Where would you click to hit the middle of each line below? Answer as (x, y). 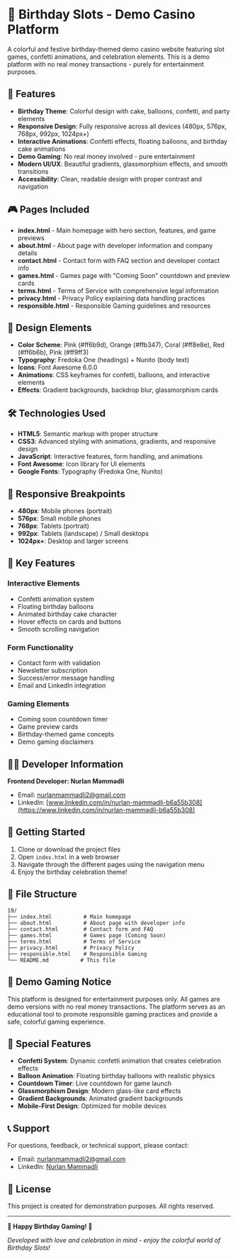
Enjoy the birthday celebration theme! (72, 872)
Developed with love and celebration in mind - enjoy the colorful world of (114, 1240)
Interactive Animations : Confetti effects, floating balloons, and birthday (123, 141)
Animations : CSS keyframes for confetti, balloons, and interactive (114, 375)
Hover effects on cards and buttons (69, 621)
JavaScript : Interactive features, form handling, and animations (110, 457)
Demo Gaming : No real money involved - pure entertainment (106, 156)
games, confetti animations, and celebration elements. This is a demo (109, 57)
